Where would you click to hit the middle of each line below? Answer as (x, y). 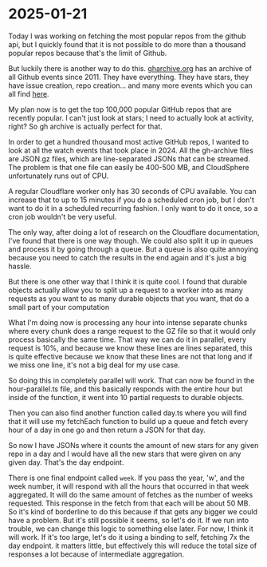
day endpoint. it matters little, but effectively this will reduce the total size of (133, 545)
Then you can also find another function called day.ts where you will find (128, 413)
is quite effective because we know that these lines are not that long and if (130, 356)
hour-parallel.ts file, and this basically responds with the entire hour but (126, 389)
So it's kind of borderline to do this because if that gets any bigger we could (133, 511)
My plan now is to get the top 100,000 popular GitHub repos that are (120, 109)
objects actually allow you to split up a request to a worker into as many (126, 290)
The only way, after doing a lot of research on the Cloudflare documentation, (134, 232)
